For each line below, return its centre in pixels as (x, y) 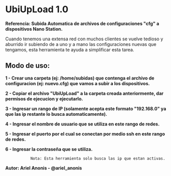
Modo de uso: (28, 66)
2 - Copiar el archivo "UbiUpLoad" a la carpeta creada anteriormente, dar (84, 93)
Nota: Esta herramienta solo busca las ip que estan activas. (98, 158)
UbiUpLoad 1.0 (37, 9)
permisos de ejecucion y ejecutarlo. (44, 98)
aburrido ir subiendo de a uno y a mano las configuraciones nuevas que (81, 44)
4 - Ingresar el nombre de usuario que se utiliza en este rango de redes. (82, 124)
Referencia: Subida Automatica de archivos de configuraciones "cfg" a (82, 23)
